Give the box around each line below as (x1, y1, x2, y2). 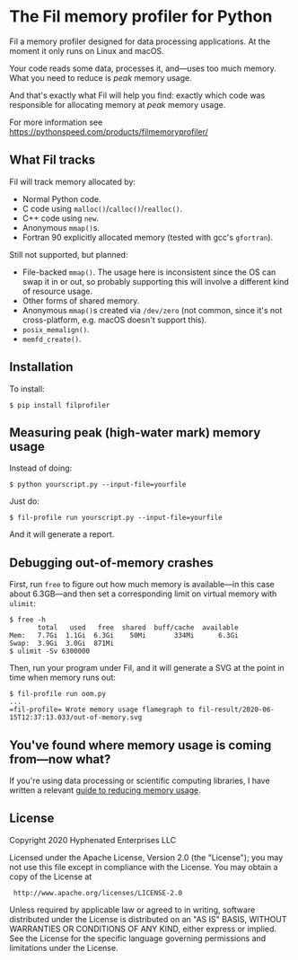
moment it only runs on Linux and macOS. (9, 45, 164, 56)
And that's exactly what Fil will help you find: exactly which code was (9, 90, 266, 101)
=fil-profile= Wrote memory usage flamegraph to (9, 705, 195, 715)
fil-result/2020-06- (197, 705, 276, 715)
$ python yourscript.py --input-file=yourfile (9, 480, 187, 489)
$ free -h (9, 615, 47, 625)
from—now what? (9, 752, 111, 767)
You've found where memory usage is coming (9, 737, 272, 753)
